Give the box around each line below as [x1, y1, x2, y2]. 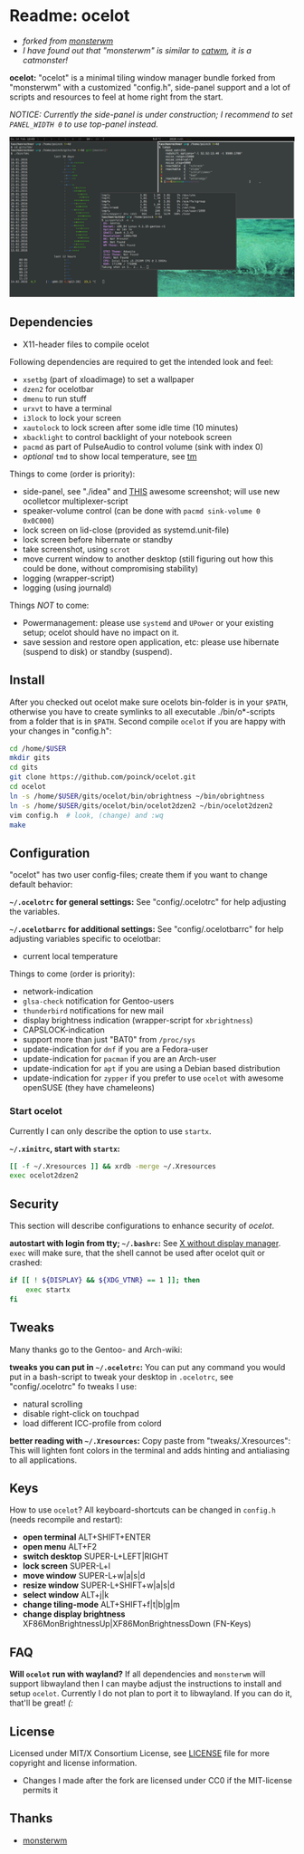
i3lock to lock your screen [22, 412, 122, 423]
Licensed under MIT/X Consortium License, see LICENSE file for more [9, 1747, 270, 1758]
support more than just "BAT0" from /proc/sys [22, 1034, 196, 1045]
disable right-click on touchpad [22, 1407, 140, 1418]
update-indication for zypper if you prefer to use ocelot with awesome [22, 1072, 284, 1083]
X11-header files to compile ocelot [22, 339, 149, 350]
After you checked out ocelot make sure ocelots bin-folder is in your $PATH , [9, 696, 289, 707]
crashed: [9, 1257, 43, 1268]
